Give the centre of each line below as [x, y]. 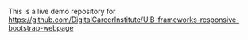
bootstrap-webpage [41, 28]
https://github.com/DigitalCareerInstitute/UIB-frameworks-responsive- [124, 20]
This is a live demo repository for [62, 11]
